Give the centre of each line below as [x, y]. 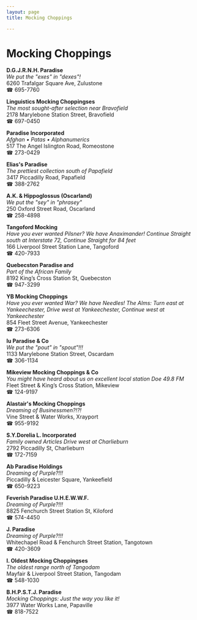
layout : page [23, 12]
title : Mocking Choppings [39, 18]
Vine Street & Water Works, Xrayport [52, 417]
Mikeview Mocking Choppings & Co [53, 372]
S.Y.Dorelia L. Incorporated [41, 435]
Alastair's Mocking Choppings [46, 404]
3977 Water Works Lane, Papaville [50, 605]
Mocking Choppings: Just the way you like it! [63, 599]
